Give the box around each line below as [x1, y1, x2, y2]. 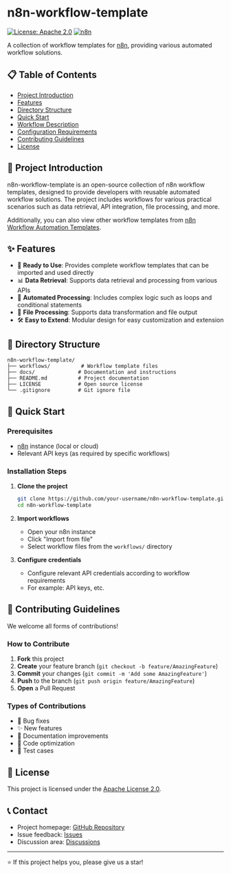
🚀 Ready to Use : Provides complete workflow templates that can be [16, 261, 209, 269]
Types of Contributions [7, 701, 87, 710]
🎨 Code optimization [16, 739, 76, 748]
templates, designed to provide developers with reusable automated [7, 187, 201, 196]
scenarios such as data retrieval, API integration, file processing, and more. [7, 202, 220, 211]
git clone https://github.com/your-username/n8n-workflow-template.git [16, 495, 227, 502]
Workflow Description [16, 120, 79, 128]
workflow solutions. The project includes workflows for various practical [7, 195, 212, 203]
